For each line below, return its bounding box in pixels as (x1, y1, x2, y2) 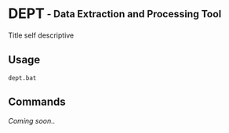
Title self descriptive (8, 31, 75, 40)
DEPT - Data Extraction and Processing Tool (8, 5, 222, 23)
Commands (8, 95, 67, 109)
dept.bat (8, 74, 37, 82)
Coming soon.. (8, 116, 56, 125)
